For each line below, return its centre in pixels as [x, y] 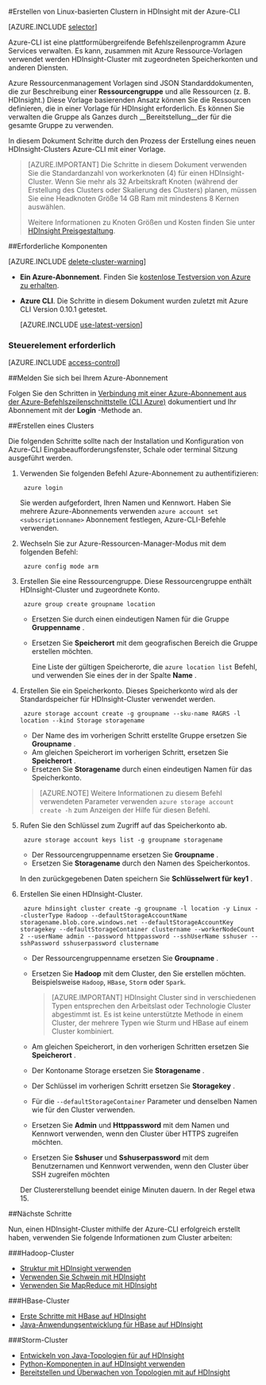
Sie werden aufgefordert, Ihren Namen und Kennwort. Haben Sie [125, 503]
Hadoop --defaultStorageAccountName [127, 916]
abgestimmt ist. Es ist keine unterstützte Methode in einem [147, 1014]
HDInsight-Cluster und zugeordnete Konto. [90, 590]
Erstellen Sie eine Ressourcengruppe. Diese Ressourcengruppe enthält [136, 582]
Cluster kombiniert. [83, 1031]
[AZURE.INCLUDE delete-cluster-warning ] [77, 261]
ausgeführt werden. [40, 458]
